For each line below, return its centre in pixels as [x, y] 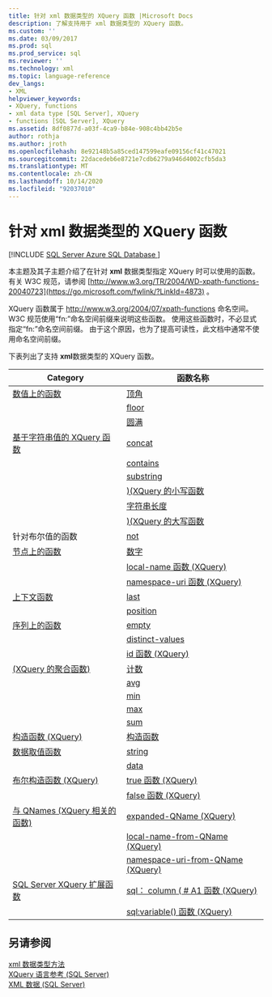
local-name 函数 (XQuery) [176, 566]
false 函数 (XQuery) [164, 795]
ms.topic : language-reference [59, 76]
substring [144, 476]
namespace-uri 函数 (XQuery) [184, 582]
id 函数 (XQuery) [158, 654]
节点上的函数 [37, 551]
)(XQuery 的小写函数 [166, 490]
